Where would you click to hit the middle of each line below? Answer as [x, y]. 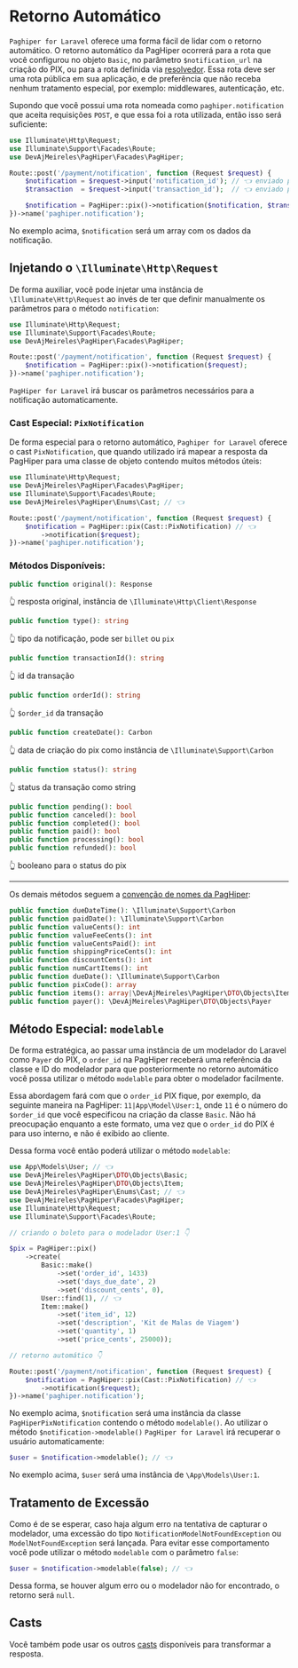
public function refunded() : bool [73, 848]
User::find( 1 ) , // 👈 [81, 1298]
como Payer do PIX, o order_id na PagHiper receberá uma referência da [141, 1060]
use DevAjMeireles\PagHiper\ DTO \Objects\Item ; [97, 1184]
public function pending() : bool [71, 806]
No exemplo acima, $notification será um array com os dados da [130, 230]
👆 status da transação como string [72, 787]
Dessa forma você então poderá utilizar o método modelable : [120, 1150]
